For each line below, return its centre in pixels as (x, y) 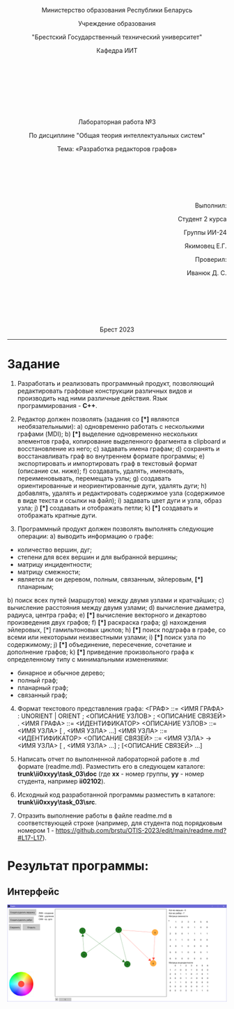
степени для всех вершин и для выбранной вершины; (97, 557)
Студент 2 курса (202, 219)
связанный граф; (42, 695)
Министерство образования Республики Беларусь (117, 10)
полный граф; (37, 680)
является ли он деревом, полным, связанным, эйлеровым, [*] (110, 579)
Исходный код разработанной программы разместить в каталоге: (116, 795)
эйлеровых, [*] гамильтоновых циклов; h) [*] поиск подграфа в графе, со (117, 629)
